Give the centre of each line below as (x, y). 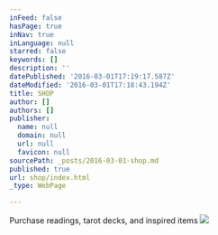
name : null (38, 127)
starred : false (38, 52)
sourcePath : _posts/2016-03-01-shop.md (84, 160)
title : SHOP (32, 93)
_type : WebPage (38, 186)
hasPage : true (36, 26)
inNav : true (32, 34)
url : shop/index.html (50, 177)
